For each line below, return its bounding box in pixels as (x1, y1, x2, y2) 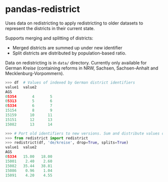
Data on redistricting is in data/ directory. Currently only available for (5, 59, 147, 65)
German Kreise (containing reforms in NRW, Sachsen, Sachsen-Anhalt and (5, 65, 158, 71)
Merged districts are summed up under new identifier (12, 44, 122, 50)
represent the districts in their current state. (5, 25, 95, 31)
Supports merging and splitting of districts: (5, 35, 93, 41)
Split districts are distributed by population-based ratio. (12, 50, 126, 56)
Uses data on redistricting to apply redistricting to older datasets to (5, 20, 143, 26)
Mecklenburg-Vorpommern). (5, 70, 64, 76)
